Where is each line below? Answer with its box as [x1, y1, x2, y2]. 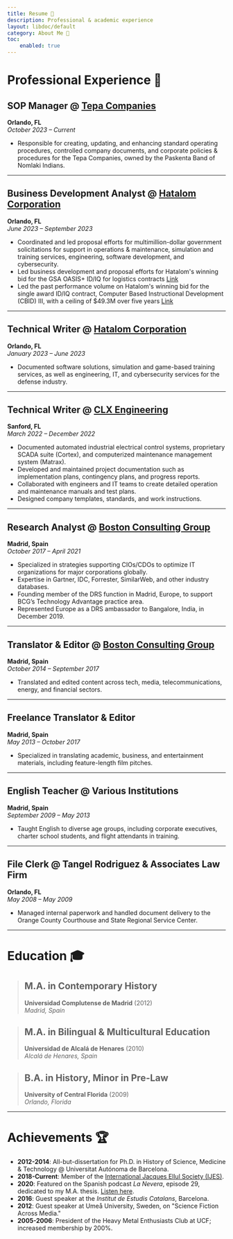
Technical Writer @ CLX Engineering [7, 404, 169, 416]
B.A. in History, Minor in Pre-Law [24, 1072, 169, 1084]
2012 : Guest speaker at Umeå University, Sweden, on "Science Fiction [17, 1202, 219, 1211]
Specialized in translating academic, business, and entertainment [17, 751, 204, 760]
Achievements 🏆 [7, 1130, 109, 1145]
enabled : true [19, 42, 60, 49]
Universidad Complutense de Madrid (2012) [24, 998, 153, 1007]
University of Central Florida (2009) [24, 1091, 130, 1099]
